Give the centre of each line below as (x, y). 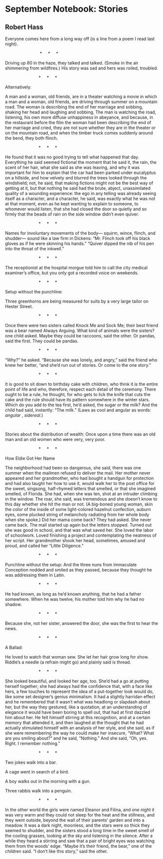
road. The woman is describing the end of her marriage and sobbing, (74, 107)
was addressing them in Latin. (35, 575)
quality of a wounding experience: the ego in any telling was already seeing (81, 193)
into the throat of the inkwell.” (35, 249)
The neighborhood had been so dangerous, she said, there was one (73, 468)
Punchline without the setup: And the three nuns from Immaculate (71, 565)
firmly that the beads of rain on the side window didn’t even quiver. (72, 214)
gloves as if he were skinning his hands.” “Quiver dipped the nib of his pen (80, 243)
